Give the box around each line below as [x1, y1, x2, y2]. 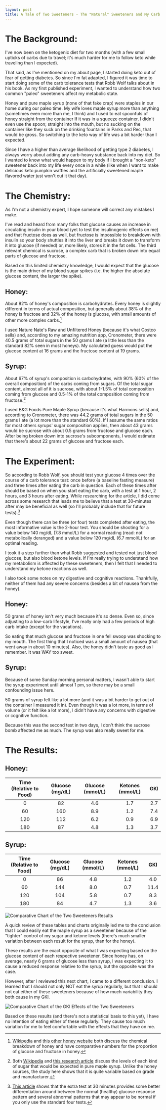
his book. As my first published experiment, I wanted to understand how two [5, 85, 161, 92]
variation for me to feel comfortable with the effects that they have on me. [5, 1024, 156, 1030]
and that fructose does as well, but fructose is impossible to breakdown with [5, 232, 161, 238]
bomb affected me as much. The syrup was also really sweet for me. [5, 727, 145, 733]
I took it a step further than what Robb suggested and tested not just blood [5, 550, 157, 556]
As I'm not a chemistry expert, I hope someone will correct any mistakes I [5, 206, 155, 213]
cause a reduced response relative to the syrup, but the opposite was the [5, 964, 155, 969]
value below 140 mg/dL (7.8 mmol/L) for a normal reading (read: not [5, 530, 143, 535]
